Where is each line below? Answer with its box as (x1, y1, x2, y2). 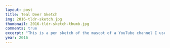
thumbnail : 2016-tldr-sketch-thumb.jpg (5, 21, 90, 26)
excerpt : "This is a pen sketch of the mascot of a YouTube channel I (5, 30, 157, 35)
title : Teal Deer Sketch (5, 12, 58, 17)
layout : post (5, 7, 33, 12)
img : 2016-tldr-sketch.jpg (5, 16, 62, 21)
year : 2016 (5, 35, 28, 40)
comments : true (5, 26, 37, 31)
